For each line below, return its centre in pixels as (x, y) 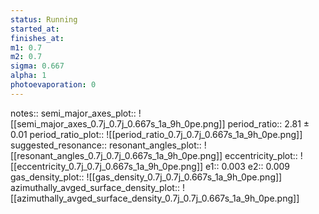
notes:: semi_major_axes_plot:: (73, 113)
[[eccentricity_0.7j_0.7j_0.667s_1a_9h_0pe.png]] (107, 166)
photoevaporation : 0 (53, 85)
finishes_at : (37, 38)
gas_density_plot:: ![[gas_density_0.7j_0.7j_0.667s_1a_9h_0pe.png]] (146, 177)
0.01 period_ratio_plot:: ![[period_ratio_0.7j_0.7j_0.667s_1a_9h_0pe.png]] (156, 134)
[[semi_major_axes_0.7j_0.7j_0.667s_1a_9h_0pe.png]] (118, 123)
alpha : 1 (28, 76)
